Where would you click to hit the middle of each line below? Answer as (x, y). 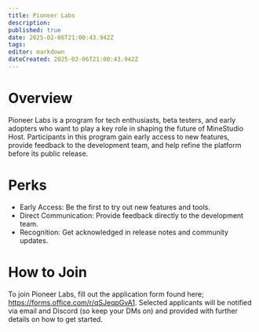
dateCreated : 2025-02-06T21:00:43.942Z (73, 60)
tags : (17, 45)
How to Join (48, 272)
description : (29, 23)
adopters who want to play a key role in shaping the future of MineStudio (126, 128)
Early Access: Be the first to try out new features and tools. (115, 207)
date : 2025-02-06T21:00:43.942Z (61, 37)
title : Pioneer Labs (42, 15)
